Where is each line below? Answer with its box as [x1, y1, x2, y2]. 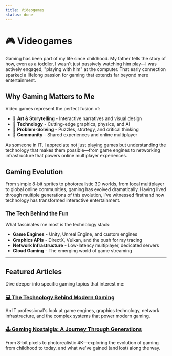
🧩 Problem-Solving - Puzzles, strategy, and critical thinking [12, 126, 139, 133]
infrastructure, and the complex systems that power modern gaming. [5, 313, 150, 319]
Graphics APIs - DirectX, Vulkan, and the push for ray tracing [12, 237, 142, 243]
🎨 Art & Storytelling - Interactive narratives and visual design [12, 115, 142, 122]
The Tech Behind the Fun [5, 210, 69, 217]
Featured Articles [5, 267, 62, 276]
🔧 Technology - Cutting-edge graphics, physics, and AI [12, 121, 131, 127]
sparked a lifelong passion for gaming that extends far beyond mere [5, 72, 148, 78]
